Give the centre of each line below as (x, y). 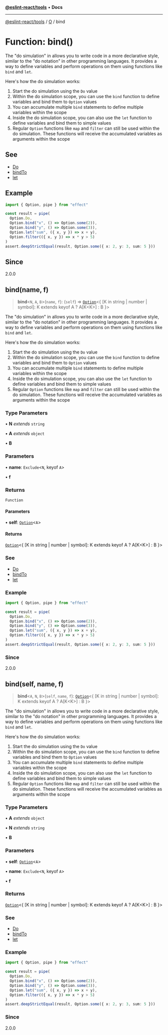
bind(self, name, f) (34, 684)
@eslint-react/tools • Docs (34, 7)
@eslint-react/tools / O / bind (35, 22)
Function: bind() (39, 42)
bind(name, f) (27, 290)
